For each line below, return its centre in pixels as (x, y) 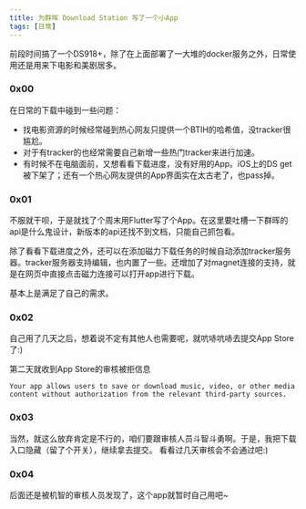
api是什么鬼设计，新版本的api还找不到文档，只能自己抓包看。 (124, 232)
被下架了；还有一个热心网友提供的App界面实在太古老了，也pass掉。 (151, 175)
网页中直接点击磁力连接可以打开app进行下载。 (112, 274)
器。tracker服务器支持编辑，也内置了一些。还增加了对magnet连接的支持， (149, 263)
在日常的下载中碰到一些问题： (65, 109)
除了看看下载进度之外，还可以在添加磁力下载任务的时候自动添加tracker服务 (150, 251)
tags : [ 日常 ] (33, 26)
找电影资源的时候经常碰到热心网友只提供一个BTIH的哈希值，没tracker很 (157, 130)
